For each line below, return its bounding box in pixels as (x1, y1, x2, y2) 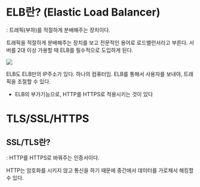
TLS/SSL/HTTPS (6, 112, 90, 125)
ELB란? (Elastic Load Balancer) (6, 5, 161, 19)
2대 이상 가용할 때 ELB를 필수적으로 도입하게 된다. (17, 46, 134, 54)
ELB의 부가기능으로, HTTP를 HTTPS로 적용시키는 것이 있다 (14, 90, 153, 97)
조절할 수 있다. (17, 78, 51, 85)
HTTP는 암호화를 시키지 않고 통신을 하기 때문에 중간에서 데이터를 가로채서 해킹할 (6, 167, 194, 174)
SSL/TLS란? (6, 137, 51, 147)
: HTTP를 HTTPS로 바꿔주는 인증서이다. (6, 154, 100, 161)
